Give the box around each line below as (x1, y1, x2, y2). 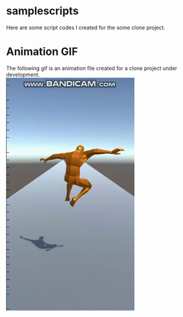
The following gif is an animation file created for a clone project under (6, 64, 178, 72)
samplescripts (6, 4, 79, 18)
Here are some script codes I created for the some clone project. (6, 24, 166, 31)
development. (6, 70, 40, 78)
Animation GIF (6, 45, 79, 59)
